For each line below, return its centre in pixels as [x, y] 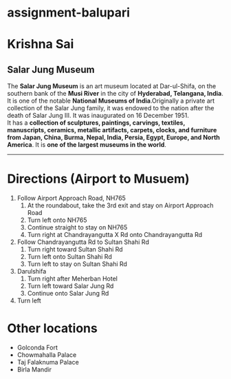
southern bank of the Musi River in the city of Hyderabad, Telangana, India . [115, 94]
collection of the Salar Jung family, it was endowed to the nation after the [111, 108]
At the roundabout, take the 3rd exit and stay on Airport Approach [121, 205]
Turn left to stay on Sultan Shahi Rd [77, 264]
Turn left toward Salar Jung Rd [70, 286]
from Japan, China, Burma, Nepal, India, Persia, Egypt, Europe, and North [113, 137]
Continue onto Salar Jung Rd [68, 294]
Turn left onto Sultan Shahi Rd [69, 257]
